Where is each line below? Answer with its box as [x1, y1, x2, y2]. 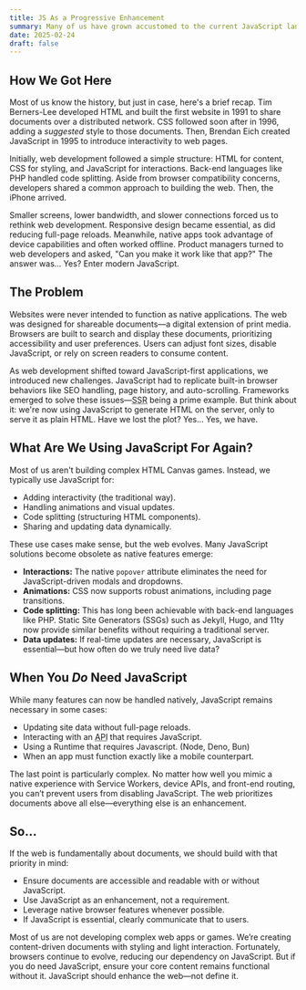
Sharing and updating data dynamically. [22, 521, 172, 532]
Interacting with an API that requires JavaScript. [22, 731, 202, 742]
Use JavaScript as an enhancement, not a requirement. [22, 895, 230, 906]
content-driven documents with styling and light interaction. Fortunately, [9, 942, 280, 953]
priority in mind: [9, 858, 69, 869]
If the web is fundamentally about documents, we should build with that [9, 848, 278, 859]
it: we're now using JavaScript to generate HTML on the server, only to [9, 403, 275, 415]
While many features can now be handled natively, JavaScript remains [9, 694, 273, 705]
